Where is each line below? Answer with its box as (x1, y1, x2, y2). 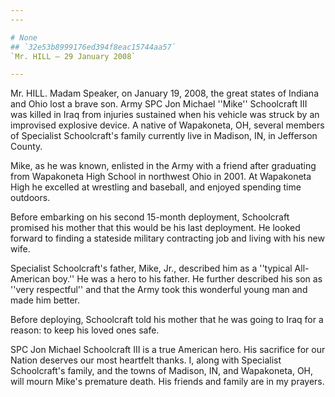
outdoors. (10, 192, 51, 204)
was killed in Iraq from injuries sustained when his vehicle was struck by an (10, 109, 320, 121)
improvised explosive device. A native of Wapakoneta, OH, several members (10, 119, 325, 131)
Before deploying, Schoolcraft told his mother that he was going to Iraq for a (10, 314, 324, 326)
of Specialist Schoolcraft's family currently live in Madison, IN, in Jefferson (10, 130, 318, 142)
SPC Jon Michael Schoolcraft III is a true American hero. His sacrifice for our (10, 344, 326, 356)
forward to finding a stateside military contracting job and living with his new (10, 232, 325, 245)
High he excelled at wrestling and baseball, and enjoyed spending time (10, 181, 302, 193)
